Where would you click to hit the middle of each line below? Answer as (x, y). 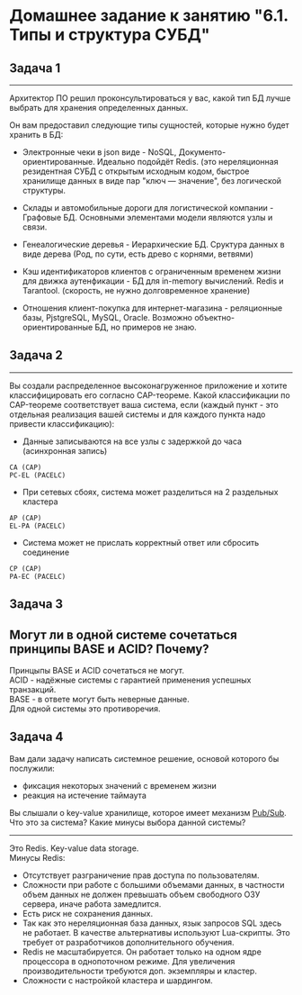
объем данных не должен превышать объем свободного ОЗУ (141, 894)
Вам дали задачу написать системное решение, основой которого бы (144, 758)
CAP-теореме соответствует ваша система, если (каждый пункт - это (144, 404)
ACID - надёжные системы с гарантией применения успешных (130, 680)
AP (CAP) (26, 518)
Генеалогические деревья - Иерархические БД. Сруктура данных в (153, 244)
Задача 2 (36, 355)
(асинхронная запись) (65, 450)
